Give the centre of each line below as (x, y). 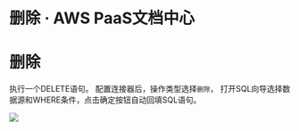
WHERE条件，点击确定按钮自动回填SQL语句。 (117, 100)
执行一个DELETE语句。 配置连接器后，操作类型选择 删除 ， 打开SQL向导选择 (146, 89)
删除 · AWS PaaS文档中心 (102, 18)
